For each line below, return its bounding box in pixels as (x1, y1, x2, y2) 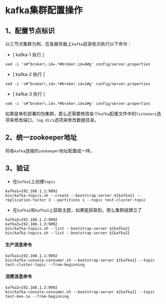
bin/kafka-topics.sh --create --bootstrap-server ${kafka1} (5, 193, 135, 198)
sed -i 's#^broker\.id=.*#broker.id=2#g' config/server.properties (5, 101, 151, 106)
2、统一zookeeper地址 (5, 133, 77, 142)
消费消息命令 (5, 274, 32, 280)
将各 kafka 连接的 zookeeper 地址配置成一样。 (5, 148, 95, 154)
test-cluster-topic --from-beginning (5, 262, 85, 267)
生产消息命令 (5, 242, 32, 248)
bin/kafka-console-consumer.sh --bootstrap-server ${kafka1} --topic (5, 257, 155, 263)
